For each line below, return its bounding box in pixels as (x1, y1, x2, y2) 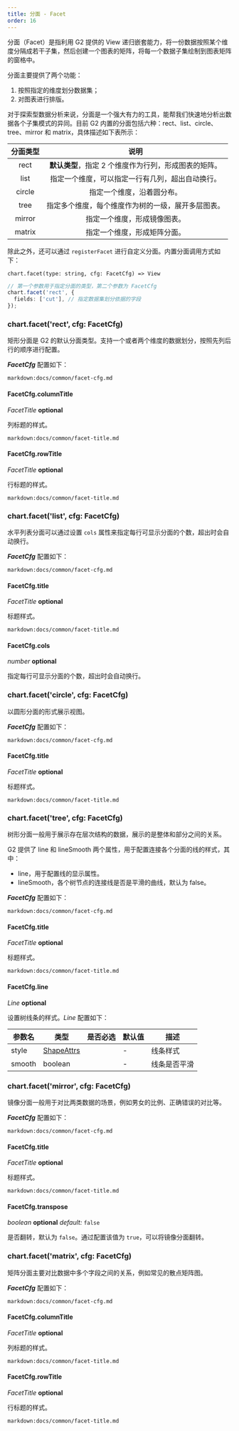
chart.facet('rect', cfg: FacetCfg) (7, 319, 123, 329)
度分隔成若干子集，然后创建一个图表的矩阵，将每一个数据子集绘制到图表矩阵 (7, 46, 232, 55)
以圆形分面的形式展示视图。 (7, 707, 89, 716)
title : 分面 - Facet (7, 10, 66, 18)
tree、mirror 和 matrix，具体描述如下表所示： (7, 128, 140, 136)
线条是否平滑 (151, 1059, 194, 1069)
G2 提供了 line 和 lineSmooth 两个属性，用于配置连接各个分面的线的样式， (7, 845, 224, 854)
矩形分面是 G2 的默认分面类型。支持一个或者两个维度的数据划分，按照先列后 (7, 336, 231, 345)
